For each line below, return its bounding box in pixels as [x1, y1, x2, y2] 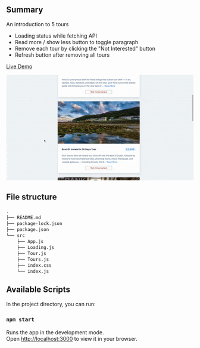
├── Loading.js [17, 244, 55, 250]
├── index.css [17, 262, 52, 268]
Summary [6, 5, 43, 15]
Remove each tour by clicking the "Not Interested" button [14, 45, 156, 52]
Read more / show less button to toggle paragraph [14, 38, 139, 45]
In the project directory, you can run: [6, 300, 96, 307]
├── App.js [17, 238, 44, 244]
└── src [6, 232, 26, 238]
